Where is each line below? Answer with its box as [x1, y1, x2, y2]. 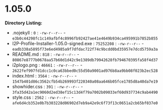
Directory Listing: [5, 20, 43, 26]
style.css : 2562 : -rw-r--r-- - [12, 94, 74, 100]
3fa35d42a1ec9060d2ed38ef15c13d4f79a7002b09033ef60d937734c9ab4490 [12, 90, 158, 95]
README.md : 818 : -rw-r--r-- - [12, 51, 80, 57]
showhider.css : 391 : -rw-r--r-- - [12, 83, 83, 89]
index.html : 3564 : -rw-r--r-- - [12, 72, 77, 79]
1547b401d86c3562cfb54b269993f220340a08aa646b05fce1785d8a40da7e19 [12, 79, 158, 84]
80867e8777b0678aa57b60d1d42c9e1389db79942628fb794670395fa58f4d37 [12, 57, 158, 62]
